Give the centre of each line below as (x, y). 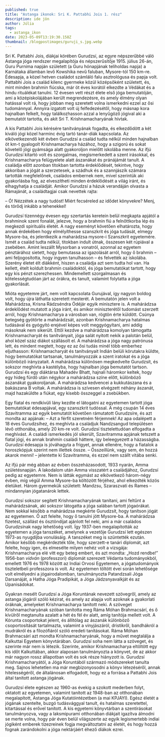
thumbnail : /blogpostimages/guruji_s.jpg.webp (54, 42)
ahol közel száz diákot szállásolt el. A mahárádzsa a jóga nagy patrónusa (79, 341)
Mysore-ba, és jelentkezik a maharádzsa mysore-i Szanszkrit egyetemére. (81, 236)
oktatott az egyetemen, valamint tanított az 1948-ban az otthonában (74, 693)
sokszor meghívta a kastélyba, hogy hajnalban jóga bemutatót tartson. (77, 367)
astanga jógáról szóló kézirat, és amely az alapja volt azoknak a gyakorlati (80, 599)
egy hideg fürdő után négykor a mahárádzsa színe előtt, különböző (73, 377)
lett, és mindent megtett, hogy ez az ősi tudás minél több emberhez (74, 346)
